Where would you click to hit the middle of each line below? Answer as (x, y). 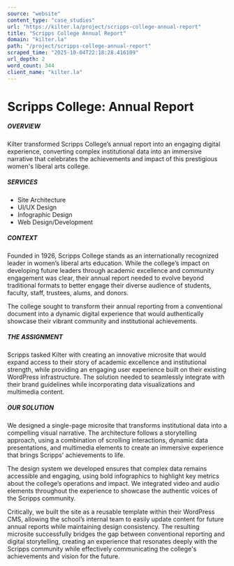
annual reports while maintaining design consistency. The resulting (103, 526)
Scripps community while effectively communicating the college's (102, 549)
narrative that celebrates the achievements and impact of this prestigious (112, 158)
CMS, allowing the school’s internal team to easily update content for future (116, 519)
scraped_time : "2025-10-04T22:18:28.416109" (73, 53)
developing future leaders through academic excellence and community (111, 270)
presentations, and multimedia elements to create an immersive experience (116, 447)
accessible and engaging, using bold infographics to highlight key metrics (114, 476)
